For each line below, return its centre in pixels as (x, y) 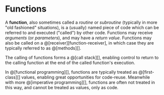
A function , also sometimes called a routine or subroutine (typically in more (81, 22)
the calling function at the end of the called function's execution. (70, 63)
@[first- (146, 72)
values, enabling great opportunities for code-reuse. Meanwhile (86, 77)
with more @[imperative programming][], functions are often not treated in (80, 82)
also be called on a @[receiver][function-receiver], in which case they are (80, 43)
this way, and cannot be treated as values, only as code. (62, 87)
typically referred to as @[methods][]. (43, 48)
